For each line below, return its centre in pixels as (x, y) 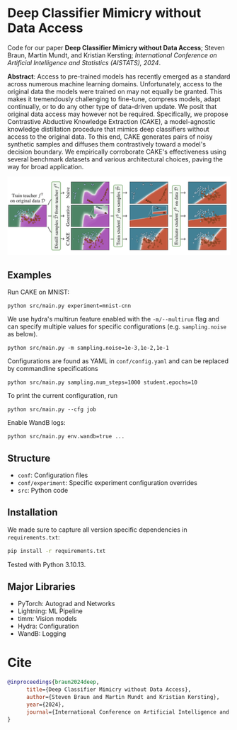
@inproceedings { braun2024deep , (53, 682)
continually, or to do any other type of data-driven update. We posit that (112, 106)
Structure (29, 458)
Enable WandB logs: (36, 423)
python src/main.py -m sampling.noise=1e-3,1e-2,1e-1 (88, 348)
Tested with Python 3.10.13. (47, 564)
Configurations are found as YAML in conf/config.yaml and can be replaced (118, 361)
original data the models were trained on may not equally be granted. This (115, 91)
